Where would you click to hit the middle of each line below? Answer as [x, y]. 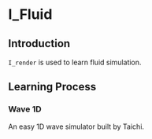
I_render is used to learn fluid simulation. [75, 62]
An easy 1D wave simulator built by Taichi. [76, 126]
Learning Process [52, 87]
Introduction [39, 44]
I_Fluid [30, 15]
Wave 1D [25, 109]
